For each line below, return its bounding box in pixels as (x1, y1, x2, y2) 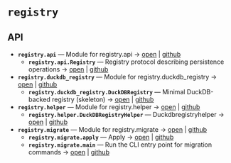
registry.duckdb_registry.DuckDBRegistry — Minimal (28, 88, 186, 96)
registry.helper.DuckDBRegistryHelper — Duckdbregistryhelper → (28, 111, 225, 118)
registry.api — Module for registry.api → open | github (17, 50, 181, 58)
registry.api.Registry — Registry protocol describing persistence (28, 57, 225, 66)
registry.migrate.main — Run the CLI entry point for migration (28, 140, 212, 149)
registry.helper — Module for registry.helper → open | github (17, 103, 200, 111)
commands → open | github (28, 148, 110, 156)
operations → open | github (28, 65, 109, 73)
